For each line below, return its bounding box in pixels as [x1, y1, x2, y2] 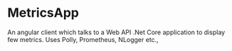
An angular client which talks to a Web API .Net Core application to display [7, 28, 226, 36]
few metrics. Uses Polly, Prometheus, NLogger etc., [7, 35, 159, 43]
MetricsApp [7, 5, 80, 21]
